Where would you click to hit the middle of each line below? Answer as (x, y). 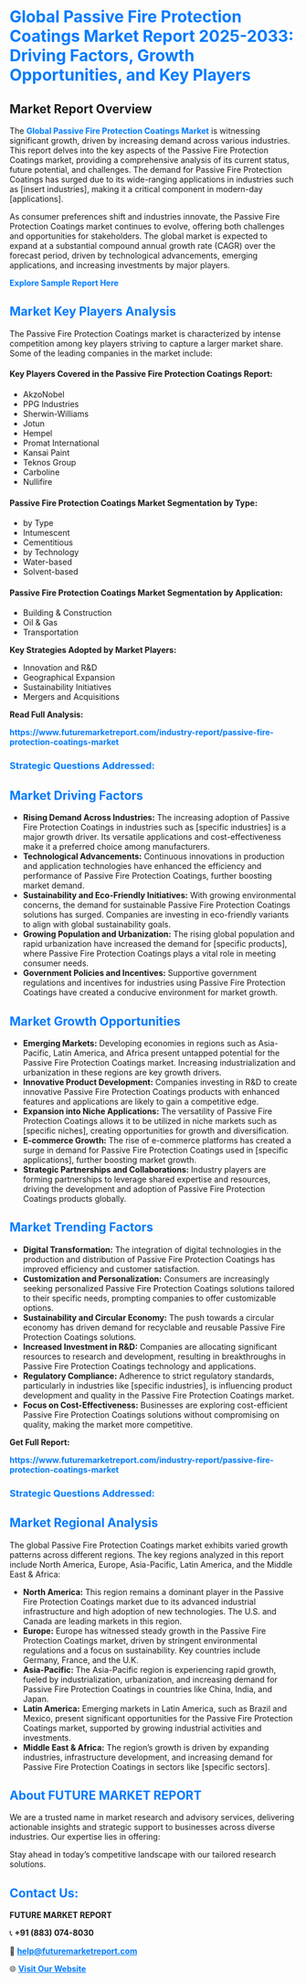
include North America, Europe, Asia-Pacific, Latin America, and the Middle (151, 1564)
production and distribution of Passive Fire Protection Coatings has (149, 1259)
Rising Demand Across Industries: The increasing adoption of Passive (156, 818)
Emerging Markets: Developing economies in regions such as (139, 1043)
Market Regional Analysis (84, 1523)
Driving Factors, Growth (102, 56)
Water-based (47, 562)
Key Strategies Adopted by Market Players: (93, 650)
